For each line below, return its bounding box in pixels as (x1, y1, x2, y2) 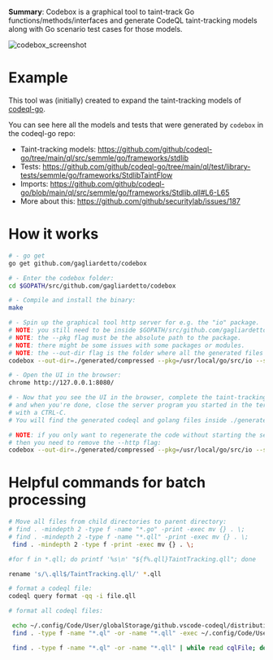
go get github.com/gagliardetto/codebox (8, 259, 148, 267)
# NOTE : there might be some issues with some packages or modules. (8, 341, 245, 350)
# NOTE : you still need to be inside (8, 326, 136, 334)
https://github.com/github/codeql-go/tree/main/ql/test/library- (42, 161, 251, 171)
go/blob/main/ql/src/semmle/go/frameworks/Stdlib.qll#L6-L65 (19, 187, 230, 197)
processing (8, 491, 87, 509)
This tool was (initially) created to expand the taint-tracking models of (8, 95, 242, 105)
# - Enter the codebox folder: (8, 274, 115, 282)
